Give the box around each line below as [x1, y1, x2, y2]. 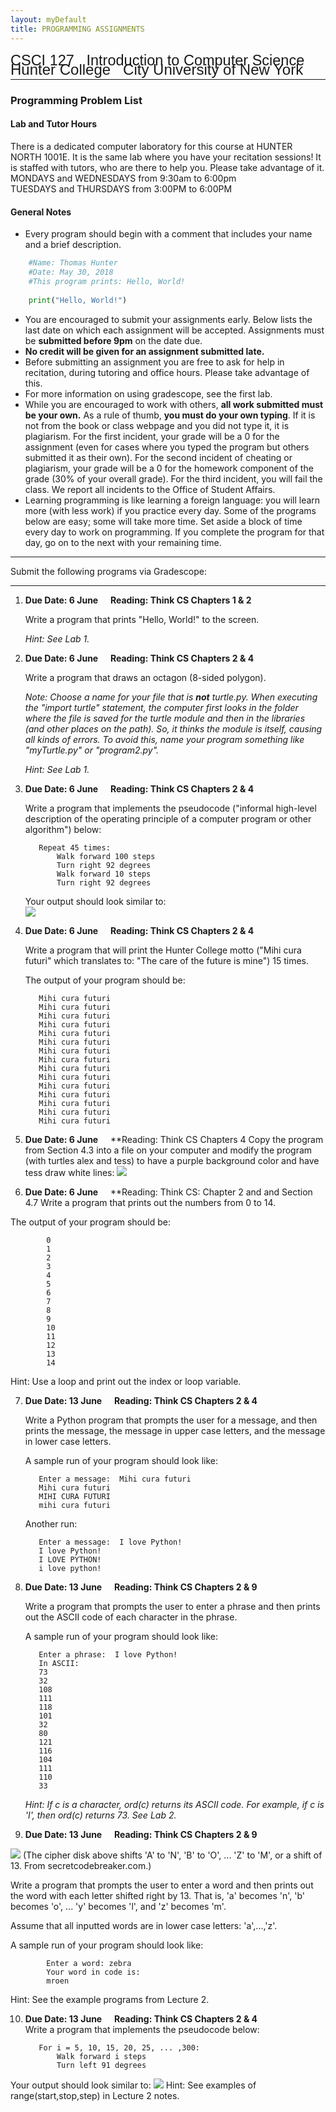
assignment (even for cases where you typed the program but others [24, 441, 310, 453]
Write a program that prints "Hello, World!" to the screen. [24, 613, 260, 625]
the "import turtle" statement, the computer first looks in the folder [24, 701, 299, 713]
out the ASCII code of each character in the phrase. [24, 1611, 238, 1623]
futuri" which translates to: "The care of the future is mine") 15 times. [24, 954, 309, 966]
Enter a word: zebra [46, 1958, 132, 1968]
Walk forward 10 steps [56, 869, 152, 879]
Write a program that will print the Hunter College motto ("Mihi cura [24, 944, 302, 956]
